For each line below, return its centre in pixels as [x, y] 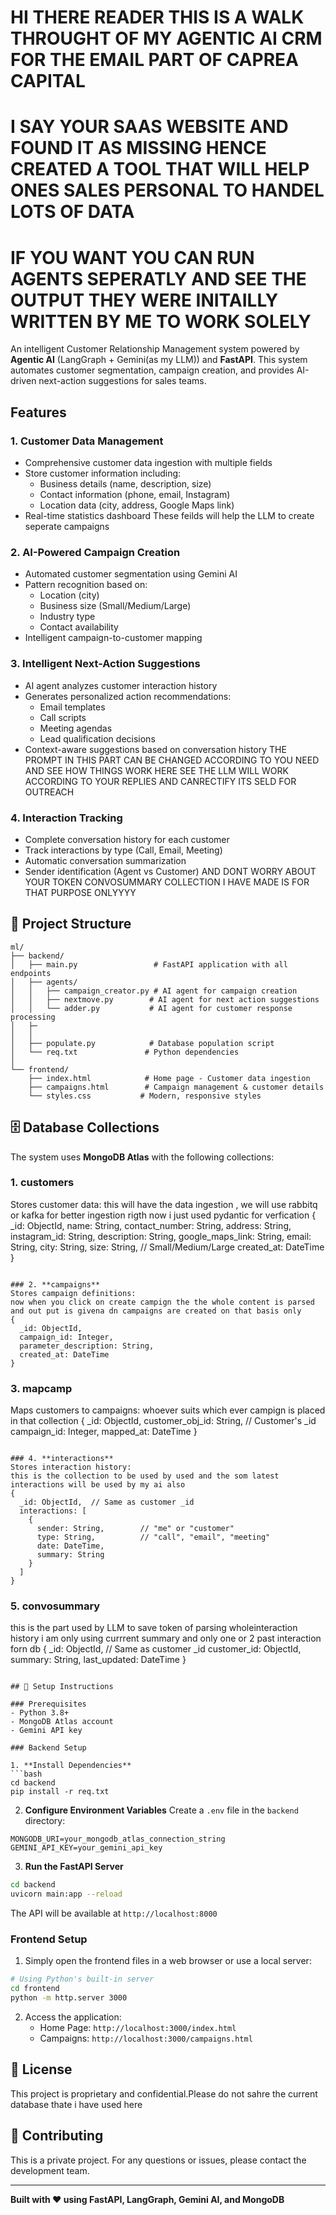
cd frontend [35, 1989]
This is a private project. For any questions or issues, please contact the [158, 2160]
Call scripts [63, 717]
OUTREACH [49, 792]
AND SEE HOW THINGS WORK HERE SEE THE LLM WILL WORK [156, 770]
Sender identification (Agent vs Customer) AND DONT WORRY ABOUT [170, 871]
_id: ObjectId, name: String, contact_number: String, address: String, [151, 1225]
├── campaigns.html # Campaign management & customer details [176, 1087]
